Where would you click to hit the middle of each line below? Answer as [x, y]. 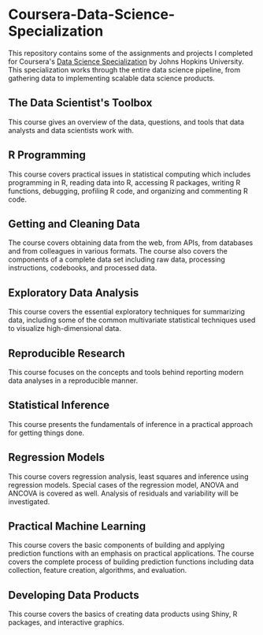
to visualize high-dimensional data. [65, 329]
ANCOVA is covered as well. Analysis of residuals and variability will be [123, 493]
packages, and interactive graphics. [66, 622]
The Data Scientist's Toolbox [80, 103]
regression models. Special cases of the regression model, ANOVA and [123, 485]
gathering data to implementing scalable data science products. [111, 78]
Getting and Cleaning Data [74, 223]
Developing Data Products [74, 595]
